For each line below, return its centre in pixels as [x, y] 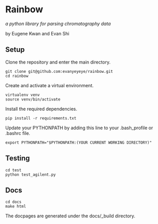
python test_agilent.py [31, 175]
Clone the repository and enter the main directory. [58, 62]
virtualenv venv [22, 95]
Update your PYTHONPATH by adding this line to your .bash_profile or [79, 128]
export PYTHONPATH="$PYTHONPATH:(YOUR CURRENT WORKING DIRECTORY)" [79, 142]
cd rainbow [17, 76]
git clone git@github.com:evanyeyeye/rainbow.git [59, 71]
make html [16, 207]
